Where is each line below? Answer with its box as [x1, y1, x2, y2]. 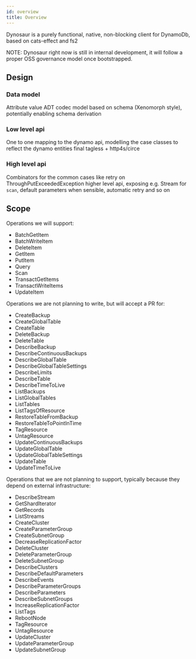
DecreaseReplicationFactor [14, 538, 82, 545]
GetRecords [14, 506, 45, 513]
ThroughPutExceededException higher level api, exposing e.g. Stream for [6, 180, 187, 187]
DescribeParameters [14, 588, 66, 596]
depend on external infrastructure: [6, 482, 91, 489]
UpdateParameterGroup [14, 639, 74, 646]
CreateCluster [14, 518, 50, 526]
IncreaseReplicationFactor [14, 602, 79, 609]
